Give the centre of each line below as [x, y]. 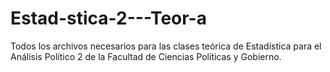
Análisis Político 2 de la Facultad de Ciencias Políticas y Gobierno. [146, 56]
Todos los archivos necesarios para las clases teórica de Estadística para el [166, 46]
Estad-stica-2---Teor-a [108, 18]
